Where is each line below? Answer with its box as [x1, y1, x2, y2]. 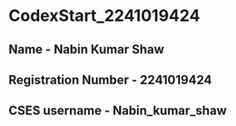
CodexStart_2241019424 [8, 5, 201, 26]
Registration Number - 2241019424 [8, 72, 212, 87]
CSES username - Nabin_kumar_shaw [8, 103, 228, 119]
